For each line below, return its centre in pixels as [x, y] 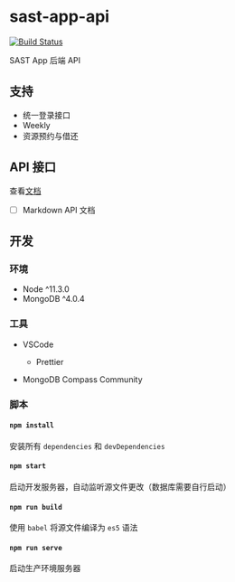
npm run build [36, 507]
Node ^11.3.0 [46, 289]
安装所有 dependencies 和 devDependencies [87, 446]
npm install [32, 426]
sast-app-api [60, 17]
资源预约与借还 [50, 136]
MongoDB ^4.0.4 [54, 299]
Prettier [50, 361]
